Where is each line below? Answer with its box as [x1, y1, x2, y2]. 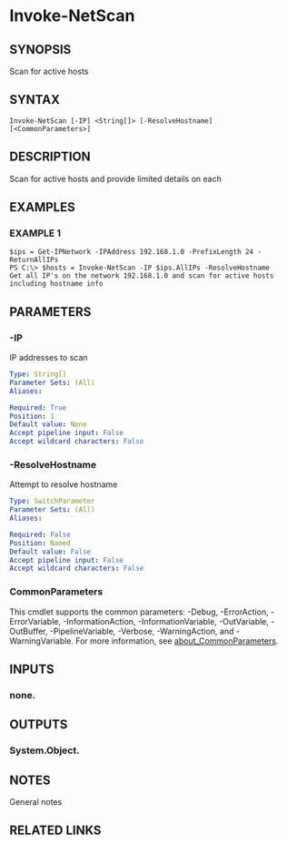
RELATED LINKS [9, 823, 102, 839]
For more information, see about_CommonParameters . [75, 635, 279, 646]
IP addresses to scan [9, 352, 88, 362]
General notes [9, 797, 63, 808]
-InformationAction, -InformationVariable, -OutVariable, [63, 615, 270, 626]
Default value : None [9, 420, 88, 429]
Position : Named [9, 538, 71, 547]
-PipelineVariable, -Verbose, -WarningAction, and [49, 625, 234, 636]
